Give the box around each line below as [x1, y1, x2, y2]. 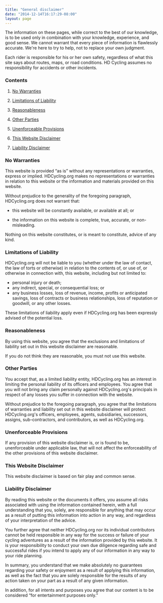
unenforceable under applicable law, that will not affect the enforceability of [5, 445, 157, 451]
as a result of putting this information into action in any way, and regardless [5, 512, 156, 518]
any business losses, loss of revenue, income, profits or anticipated [12, 290, 147, 296]
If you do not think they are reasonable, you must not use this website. [5, 353, 146, 358]
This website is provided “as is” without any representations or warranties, [5, 168, 154, 173]
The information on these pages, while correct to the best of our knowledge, [5, 30, 158, 36]
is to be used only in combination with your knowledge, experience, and [5, 35, 149, 40]
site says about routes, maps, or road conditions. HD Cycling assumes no [5, 59, 152, 66]
